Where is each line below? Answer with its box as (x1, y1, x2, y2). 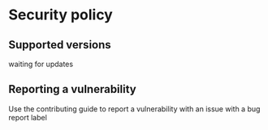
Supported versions (8, 38, 111, 52)
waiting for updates (8, 59, 74, 69)
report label (8, 112, 47, 122)
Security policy (8, 6, 114, 24)
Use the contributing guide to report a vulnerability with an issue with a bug (8, 103, 261, 114)
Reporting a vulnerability (8, 82, 136, 96)
